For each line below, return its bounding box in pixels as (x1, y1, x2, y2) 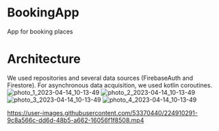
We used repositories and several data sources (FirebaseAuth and (7, 74, 194, 82)
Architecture (7, 51, 81, 67)
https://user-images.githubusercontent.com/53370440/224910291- (7, 108, 198, 117)
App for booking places (7, 27, 73, 35)
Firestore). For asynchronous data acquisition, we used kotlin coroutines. (7, 81, 213, 89)
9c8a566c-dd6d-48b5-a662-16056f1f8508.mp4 (7, 116, 144, 124)
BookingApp (7, 5, 80, 20)
